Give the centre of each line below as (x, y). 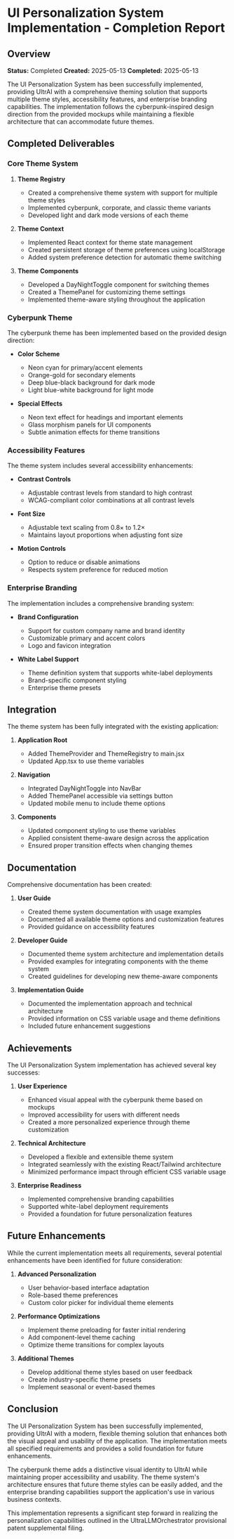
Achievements (40, 1048)
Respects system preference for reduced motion (98, 570)
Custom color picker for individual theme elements (101, 1302)
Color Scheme (39, 353)
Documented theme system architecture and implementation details (126, 954)
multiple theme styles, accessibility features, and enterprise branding (107, 99)
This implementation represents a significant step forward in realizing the (113, 1513)
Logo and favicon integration (69, 645)
